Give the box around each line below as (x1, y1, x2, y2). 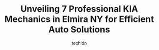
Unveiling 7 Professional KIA (20, 3, 138, 15)
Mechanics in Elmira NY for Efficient (4, 14, 155, 25)
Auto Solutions (48, 24, 111, 35)
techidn (71, 40, 87, 46)
